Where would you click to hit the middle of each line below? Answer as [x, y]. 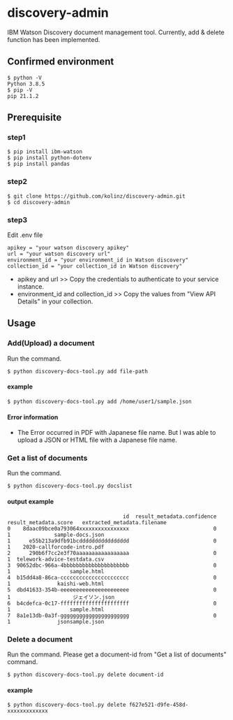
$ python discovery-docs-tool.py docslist [70, 486]
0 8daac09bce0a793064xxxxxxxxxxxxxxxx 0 [112, 528]
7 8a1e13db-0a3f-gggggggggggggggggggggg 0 [112, 615]
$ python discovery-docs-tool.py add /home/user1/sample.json [99, 401]
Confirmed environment [61, 62]
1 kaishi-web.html [56, 584]
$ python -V [24, 78]
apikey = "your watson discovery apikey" [68, 248]
